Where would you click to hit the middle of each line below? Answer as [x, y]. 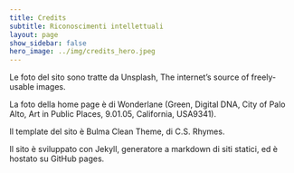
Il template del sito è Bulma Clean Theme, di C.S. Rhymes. [117, 131]
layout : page [34, 34]
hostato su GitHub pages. [57, 159]
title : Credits [38, 18]
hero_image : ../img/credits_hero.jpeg [82, 52]
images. [51, 87]
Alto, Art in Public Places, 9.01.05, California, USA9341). [113, 114]
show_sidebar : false [48, 43]
